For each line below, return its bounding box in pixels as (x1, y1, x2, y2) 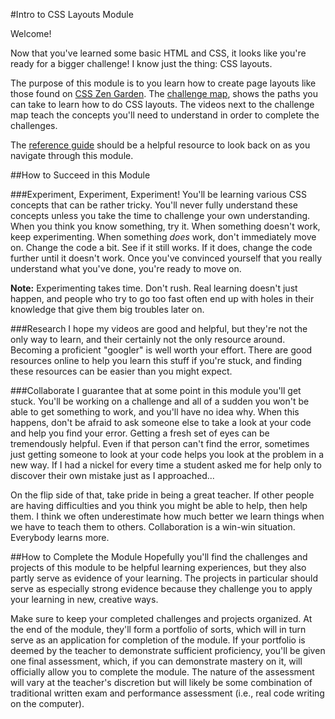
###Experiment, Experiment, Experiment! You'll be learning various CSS (10, 189, 307, 200)
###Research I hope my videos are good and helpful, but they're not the (10, 323, 308, 334)
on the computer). (10, 698, 85, 709)
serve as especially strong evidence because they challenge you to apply (10, 583, 313, 594)
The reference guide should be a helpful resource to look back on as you (10, 139, 311, 151)
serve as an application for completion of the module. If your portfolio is (10, 634, 306, 646)
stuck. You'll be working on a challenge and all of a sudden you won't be (10, 395, 310, 407)
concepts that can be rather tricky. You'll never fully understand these (10, 199, 298, 211)
